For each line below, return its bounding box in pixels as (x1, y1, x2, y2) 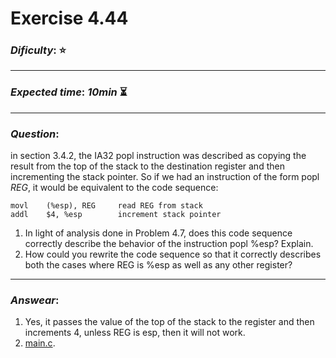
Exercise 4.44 (10, 7, 129, 30)
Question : (10, 127, 60, 141)
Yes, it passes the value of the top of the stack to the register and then (24, 316, 315, 328)
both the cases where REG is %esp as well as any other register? (24, 259, 293, 271)
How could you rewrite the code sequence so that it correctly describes (24, 248, 322, 261)
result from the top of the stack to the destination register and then (10, 160, 285, 172)
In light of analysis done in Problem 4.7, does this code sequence (24, 227, 293, 239)
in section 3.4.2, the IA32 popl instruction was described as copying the (10, 150, 307, 162)
